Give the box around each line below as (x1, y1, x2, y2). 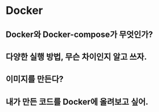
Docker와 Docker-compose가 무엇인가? (5, 29, 153, 39)
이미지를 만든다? (5, 74, 64, 85)
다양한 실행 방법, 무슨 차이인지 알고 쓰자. (5, 51, 147, 62)
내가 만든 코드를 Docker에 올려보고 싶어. (5, 96, 149, 107)
